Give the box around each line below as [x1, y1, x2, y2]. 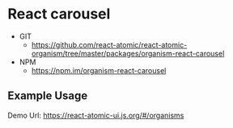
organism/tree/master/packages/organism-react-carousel [31, 48, 225, 58]
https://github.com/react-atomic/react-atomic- [31, 39, 188, 49]
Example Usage [7, 89, 88, 103]
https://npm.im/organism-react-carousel [31, 65, 167, 75]
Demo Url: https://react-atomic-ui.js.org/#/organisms [7, 110, 184, 120]
